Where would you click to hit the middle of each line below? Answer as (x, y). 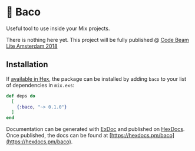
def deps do (21, 96)
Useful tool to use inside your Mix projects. (58, 28)
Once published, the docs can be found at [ (59, 136)
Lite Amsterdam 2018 (32, 46)
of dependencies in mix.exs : (40, 85)
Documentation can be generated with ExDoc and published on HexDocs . (95, 129)
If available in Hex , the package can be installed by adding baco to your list (96, 78)
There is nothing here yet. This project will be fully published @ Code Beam (98, 40)
